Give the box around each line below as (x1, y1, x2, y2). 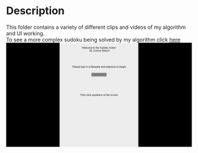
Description (6, 4, 65, 18)
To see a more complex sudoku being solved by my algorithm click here (6, 36, 181, 43)
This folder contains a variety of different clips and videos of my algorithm (6, 24, 186, 31)
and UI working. (6, 29, 45, 36)
